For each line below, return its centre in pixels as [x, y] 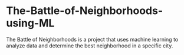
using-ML [30, 23]
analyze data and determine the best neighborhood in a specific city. [90, 46]
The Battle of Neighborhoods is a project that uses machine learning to [92, 39]
